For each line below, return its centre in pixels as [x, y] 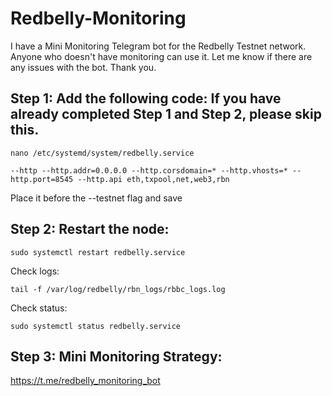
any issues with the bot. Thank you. [83, 67]
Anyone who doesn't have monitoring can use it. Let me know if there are [161, 56]
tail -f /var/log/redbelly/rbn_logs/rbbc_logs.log [118, 289]
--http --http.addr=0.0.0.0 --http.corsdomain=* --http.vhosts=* [149, 170]
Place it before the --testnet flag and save [96, 198]
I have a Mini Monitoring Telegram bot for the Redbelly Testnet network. [158, 46]
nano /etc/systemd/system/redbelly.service [102, 153]
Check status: [39, 308]
